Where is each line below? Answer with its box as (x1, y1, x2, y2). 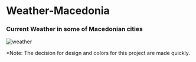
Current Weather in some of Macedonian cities (6, 25, 143, 33)
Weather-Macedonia (6, 4, 110, 18)
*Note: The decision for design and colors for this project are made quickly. (6, 50, 191, 57)
